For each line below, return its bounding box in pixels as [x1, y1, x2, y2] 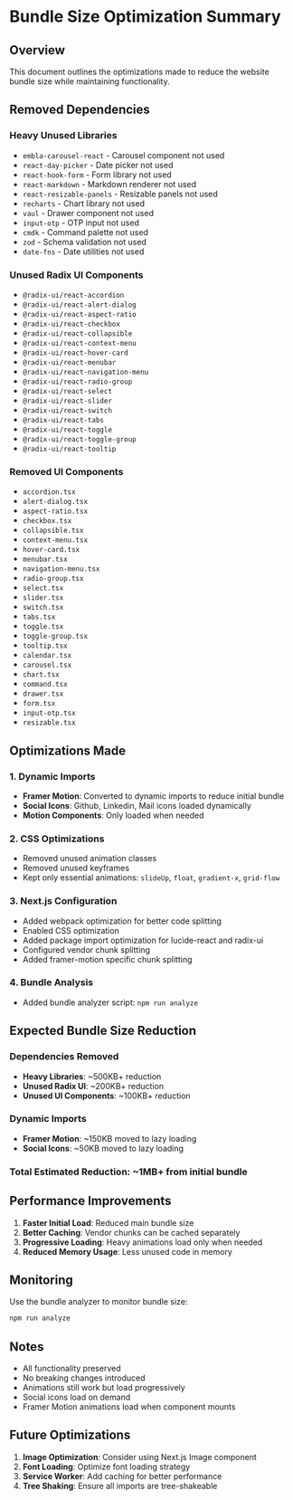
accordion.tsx [22, 488, 76, 497]
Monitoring [9, 1272, 74, 1287]
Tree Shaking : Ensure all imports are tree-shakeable [22, 1480, 218, 1491]
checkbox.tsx [22, 517, 72, 526]
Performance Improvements [9, 1193, 172, 1209]
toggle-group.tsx [22, 631, 89, 641]
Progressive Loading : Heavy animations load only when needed [22, 1237, 263, 1248]
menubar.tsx [22, 555, 68, 565]
